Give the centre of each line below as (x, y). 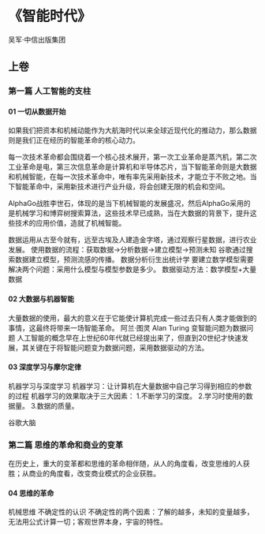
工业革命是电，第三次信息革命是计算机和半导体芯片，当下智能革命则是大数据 (132, 167)
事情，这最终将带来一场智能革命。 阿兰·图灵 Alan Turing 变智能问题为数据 (127, 327)
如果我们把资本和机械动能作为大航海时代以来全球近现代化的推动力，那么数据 (132, 130)
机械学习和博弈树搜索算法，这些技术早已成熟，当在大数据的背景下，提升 (132, 213)
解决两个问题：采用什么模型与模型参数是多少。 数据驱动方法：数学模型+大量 (132, 270)
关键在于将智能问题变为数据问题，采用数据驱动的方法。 (119, 347)
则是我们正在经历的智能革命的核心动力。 (74, 140)
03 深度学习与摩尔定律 (45, 367)
